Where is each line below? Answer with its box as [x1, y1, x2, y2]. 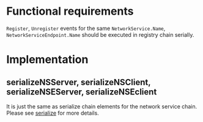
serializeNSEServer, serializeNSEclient [6, 86, 157, 97]
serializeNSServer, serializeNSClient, [6, 77, 151, 87]
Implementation [6, 53, 89, 67]
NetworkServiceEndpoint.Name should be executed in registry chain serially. [6, 31, 194, 38]
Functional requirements [6, 4, 134, 18]
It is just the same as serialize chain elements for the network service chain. [6, 102, 197, 110]
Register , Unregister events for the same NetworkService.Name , [6, 25, 166, 32]
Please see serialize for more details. [6, 109, 99, 116]
